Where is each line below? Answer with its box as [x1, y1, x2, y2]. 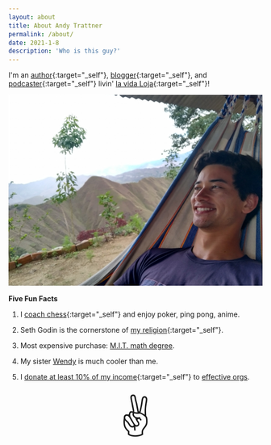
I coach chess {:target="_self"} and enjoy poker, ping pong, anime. [19, 309, 240, 319]
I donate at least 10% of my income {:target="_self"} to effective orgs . [19, 372, 250, 382]
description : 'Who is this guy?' [8, 47, 121, 56]
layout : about [8, 13, 56, 21]
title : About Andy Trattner [8, 21, 103, 30]
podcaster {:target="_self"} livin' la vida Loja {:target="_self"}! [8, 79, 210, 89]
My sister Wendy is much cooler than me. [19, 356, 159, 367]
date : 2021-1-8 [8, 39, 60, 47]
